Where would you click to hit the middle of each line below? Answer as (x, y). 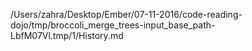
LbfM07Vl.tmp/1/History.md (67, 35)
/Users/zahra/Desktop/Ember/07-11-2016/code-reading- (126, 14)
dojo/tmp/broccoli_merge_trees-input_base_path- (113, 25)
